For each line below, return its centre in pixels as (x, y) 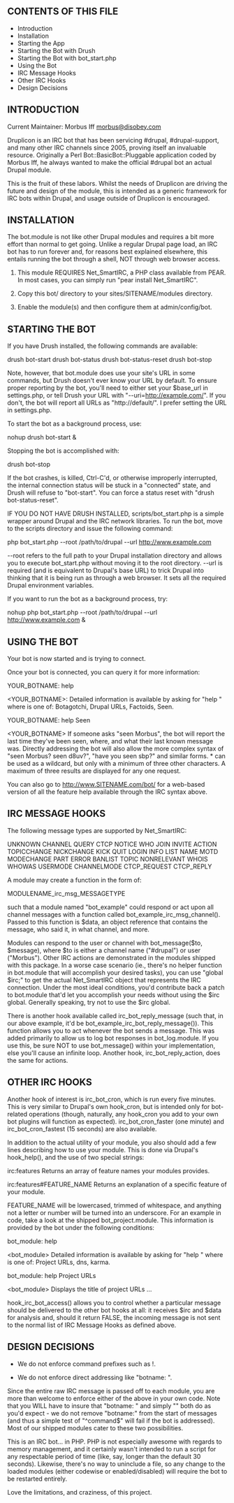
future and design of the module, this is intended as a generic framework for (117, 191)
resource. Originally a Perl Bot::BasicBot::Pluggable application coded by (112, 155)
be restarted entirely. (37, 1479)
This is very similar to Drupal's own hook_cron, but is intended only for (109, 1106)
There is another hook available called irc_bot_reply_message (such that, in (115, 1015)
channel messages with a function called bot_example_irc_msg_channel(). (114, 914)
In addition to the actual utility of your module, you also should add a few (112, 1142)
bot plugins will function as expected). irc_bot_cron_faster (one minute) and (116, 1121)
